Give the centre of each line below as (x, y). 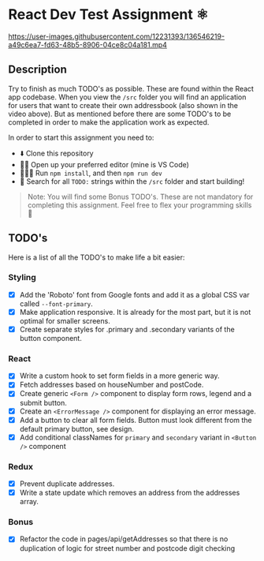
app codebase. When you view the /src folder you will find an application (127, 97)
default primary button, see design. (77, 428)
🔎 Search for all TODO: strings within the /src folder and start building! (132, 181)
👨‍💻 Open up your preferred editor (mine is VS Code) (104, 164)
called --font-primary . (56, 303)
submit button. (43, 402)
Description (37, 70)
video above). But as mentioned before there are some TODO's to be (120, 114)
